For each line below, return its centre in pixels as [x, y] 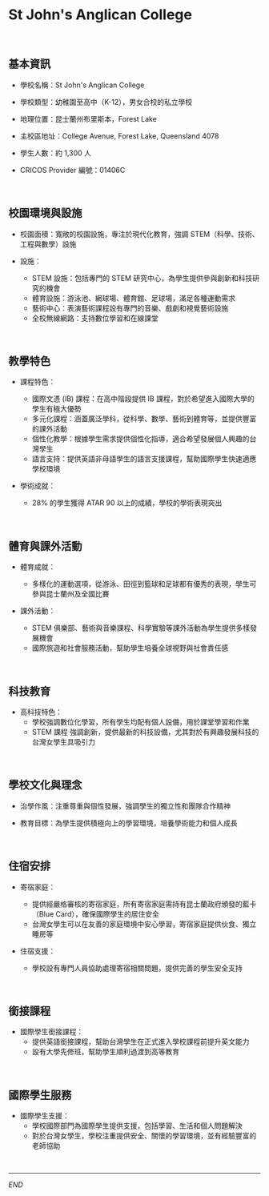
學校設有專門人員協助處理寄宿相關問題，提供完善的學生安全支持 [137, 968]
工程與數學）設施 [48, 244]
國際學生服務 [40, 1095]
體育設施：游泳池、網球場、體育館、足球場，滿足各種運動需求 [134, 298]
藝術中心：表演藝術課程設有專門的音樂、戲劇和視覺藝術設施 [130, 308]
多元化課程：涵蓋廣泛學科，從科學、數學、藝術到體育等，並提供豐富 [144, 419]
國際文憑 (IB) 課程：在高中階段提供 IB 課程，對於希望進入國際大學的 [143, 399]
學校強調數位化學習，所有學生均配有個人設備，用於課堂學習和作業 [141, 722]
